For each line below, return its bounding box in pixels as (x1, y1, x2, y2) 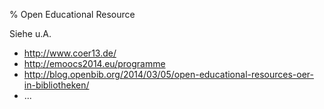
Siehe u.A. (9, 28, 52, 39)
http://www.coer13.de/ (23, 47, 117, 59)
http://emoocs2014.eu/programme (23, 58, 166, 69)
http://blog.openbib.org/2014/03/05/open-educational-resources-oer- (23, 69, 314, 80)
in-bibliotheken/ (23, 79, 90, 91)
